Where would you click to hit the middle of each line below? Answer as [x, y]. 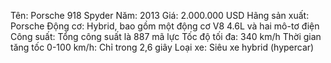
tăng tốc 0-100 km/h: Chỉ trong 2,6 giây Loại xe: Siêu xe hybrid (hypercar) [162, 47]
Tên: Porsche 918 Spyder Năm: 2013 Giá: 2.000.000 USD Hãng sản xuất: [160, 15]
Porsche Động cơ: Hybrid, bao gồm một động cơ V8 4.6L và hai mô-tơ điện [165, 26]
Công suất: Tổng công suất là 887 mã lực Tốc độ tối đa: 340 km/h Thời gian [166, 36]
